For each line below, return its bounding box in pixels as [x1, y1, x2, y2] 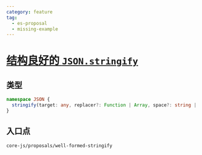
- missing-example [12, 26, 59, 32]
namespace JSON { [6, 97, 50, 103]
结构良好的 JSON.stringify [6, 54, 138, 67]
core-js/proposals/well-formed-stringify [6, 142, 113, 149]
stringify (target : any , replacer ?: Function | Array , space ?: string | [12, 102, 197, 108]
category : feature [6, 9, 53, 15]
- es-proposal [12, 20, 47, 26]
